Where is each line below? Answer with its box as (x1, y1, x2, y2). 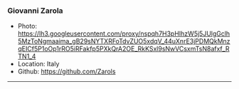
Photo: (17, 22, 38, 31)
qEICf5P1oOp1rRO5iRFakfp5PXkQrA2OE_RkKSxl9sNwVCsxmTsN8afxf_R (17, 45, 230, 53)
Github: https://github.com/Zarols (17, 67, 116, 76)
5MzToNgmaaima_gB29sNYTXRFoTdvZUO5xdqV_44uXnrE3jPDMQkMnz (17, 37, 230, 46)
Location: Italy (17, 60, 60, 68)
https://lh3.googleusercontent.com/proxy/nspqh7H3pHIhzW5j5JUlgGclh (17, 29, 230, 38)
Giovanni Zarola (7, 6, 63, 16)
